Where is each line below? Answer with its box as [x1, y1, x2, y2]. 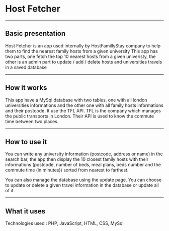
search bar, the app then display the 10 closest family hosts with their [5, 156, 149, 162]
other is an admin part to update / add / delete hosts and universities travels [5, 59, 162, 65]
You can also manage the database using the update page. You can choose [5, 177, 162, 183]
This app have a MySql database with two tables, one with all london [5, 97, 147, 103]
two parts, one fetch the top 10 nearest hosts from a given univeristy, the [5, 53, 156, 60]
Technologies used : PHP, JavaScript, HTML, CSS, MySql [5, 220, 124, 226]
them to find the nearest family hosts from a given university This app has [5, 48, 158, 54]
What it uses [5, 207, 46, 215]
